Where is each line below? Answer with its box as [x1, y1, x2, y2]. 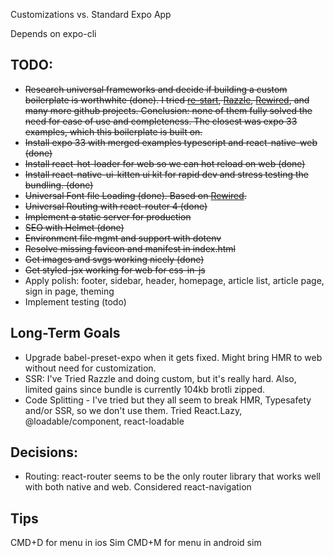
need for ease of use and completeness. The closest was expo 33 [24, 115, 298, 127]
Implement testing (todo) [24, 295, 127, 308]
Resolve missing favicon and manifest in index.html [24, 242, 236, 254]
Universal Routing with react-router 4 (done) [24, 200, 208, 212]
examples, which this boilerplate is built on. [24, 125, 203, 138]
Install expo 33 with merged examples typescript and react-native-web [24, 136, 318, 148]
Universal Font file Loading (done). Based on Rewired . [24, 189, 247, 201]
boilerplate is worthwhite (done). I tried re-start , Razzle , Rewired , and [24, 94, 310, 106]
